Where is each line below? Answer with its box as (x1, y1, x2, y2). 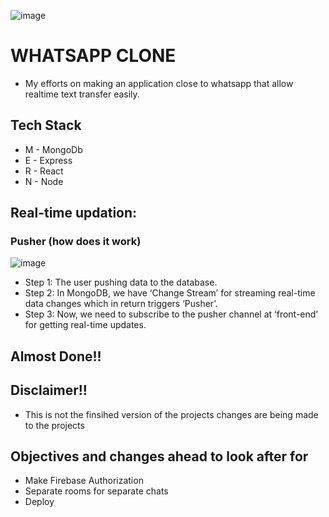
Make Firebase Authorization (24, 475, 144, 487)
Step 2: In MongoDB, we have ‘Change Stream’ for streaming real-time (24, 287, 316, 299)
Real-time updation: (10, 205, 138, 222)
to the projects (24, 419, 85, 431)
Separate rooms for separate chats (24, 485, 169, 497)
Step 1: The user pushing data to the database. (24, 276, 218, 289)
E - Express (24, 154, 73, 166)
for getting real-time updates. (24, 319, 147, 331)
